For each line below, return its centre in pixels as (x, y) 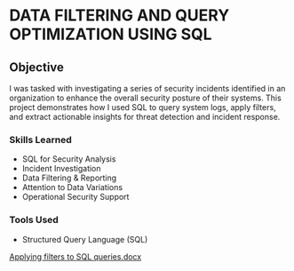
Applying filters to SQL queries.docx (75, 256)
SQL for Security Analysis (69, 159)
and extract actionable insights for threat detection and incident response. (145, 117)
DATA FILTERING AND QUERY (119, 16)
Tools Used (34, 220)
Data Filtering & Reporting (69, 178)
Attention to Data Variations (72, 187)
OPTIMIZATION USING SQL (111, 34)
